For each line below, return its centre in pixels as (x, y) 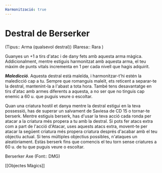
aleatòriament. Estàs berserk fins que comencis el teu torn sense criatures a (81, 142)
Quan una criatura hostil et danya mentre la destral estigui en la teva (73, 106)
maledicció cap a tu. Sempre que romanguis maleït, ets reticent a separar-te (81, 81)
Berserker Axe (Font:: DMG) (33, 156)
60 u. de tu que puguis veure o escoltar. (45, 147)
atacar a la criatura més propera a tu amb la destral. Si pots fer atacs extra (79, 121)
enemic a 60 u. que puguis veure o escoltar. (49, 96)
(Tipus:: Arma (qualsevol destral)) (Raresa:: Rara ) (54, 47)
